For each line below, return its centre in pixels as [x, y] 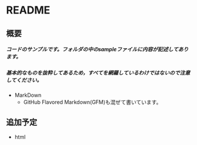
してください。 [24, 80]
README [28, 10]
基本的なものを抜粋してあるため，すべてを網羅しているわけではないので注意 [98, 72]
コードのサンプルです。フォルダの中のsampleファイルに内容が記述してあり [97, 49]
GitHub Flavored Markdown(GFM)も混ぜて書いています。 [92, 102]
